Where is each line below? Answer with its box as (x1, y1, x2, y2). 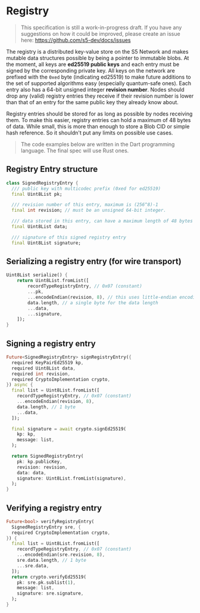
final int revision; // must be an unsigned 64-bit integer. (11, 207, 167, 214)
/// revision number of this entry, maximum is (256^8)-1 (11, 202, 159, 208)
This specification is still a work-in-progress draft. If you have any (20, 24, 182, 31)
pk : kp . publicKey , (17, 458, 62, 465)
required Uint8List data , (11, 365, 76, 371)
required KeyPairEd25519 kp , (11, 359, 84, 365)
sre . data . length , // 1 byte (17, 558, 86, 564)
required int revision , (11, 371, 70, 377)
